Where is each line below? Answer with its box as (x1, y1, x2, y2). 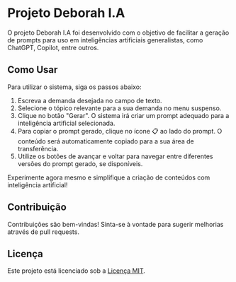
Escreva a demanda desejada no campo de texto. (17, 96, 162, 105)
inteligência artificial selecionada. (17, 119, 116, 127)
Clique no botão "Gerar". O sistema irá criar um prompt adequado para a (17, 111, 230, 119)
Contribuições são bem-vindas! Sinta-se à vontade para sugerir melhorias (7, 220, 224, 228)
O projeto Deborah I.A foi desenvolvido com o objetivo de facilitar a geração (7, 28, 230, 37)
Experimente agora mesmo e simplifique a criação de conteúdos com (7, 173, 210, 182)
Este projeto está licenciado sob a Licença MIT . (7, 266, 145, 275)
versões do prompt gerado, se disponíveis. (17, 159, 143, 168)
